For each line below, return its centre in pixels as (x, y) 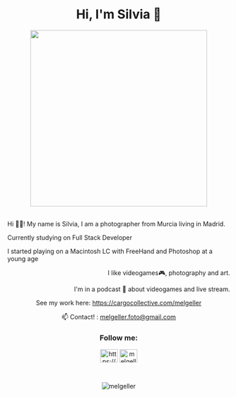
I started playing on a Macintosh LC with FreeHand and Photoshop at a (110, 251)
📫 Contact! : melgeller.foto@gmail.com (119, 317)
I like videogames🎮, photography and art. (169, 273)
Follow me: (119, 338)
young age (23, 258)
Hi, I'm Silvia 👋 (119, 14)
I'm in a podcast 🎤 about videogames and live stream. (152, 289)
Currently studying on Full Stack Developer (70, 237)
